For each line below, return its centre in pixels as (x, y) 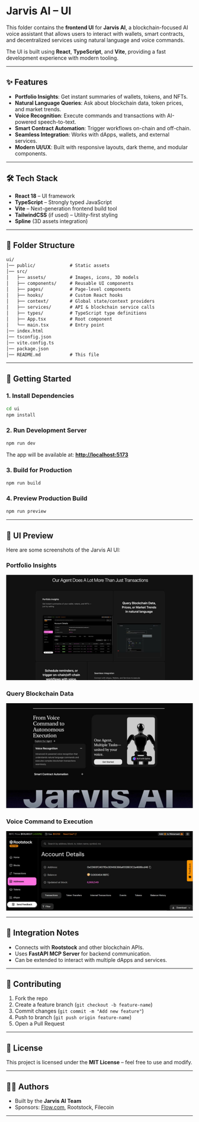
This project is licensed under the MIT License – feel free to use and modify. (99, 1063)
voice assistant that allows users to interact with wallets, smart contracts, (95, 33)
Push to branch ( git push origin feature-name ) (73, 1017)
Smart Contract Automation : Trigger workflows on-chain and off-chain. (103, 128)
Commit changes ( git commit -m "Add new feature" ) (79, 1011)
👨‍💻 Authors (28, 1087)
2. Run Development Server (46, 430)
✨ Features (27, 82)
